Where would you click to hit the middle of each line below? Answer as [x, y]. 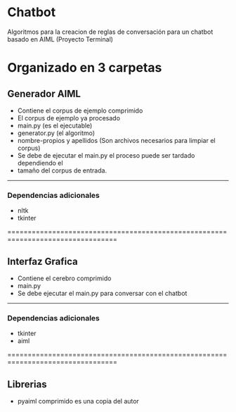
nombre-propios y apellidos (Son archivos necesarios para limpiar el [116, 140]
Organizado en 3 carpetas [85, 68]
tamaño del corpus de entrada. [62, 170]
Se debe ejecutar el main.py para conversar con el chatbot [102, 294]
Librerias [27, 384]
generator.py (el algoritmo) [56, 133]
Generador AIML [44, 93]
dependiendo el [40, 163]
